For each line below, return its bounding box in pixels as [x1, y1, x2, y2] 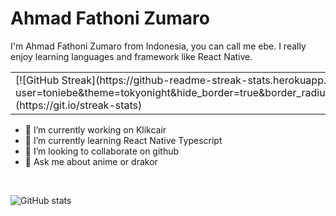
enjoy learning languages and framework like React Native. [10, 50, 253, 62]
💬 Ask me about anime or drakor [24, 155, 158, 167]
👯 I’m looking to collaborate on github [24, 145, 180, 157]
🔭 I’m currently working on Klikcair [24, 123, 167, 136]
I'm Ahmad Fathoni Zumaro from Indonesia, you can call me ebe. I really [10, 40, 307, 52]
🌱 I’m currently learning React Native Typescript [24, 134, 223, 146]
